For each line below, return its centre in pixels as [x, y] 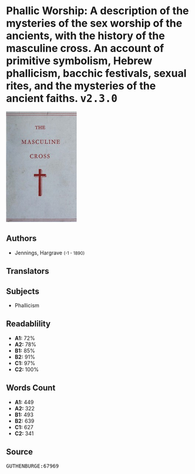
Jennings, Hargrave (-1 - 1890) [50, 253]
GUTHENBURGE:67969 [33, 466]
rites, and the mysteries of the [81, 86]
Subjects [23, 291]
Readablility [28, 324]
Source [20, 452]
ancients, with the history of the [86, 36]
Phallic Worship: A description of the [97, 11]
